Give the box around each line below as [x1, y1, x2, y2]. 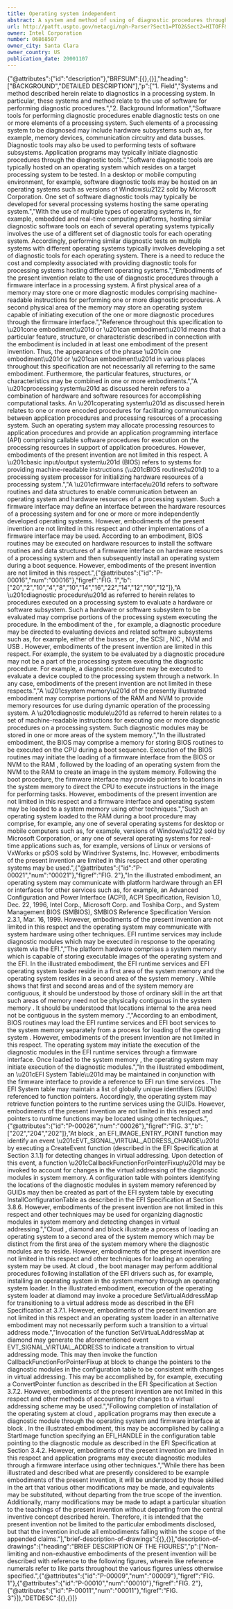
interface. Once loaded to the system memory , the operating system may [7, 1055, 218, 1063]
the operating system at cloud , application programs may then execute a [7, 1409, 216, 1417]
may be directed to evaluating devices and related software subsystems [7, 627, 213, 636]
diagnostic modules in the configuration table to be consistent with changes [7, 1365, 224, 1373]
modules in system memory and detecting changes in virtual [7, 1218, 180, 1226]
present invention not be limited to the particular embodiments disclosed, [7, 1519, 216, 1528]
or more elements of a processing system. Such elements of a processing [7, 119, 218, 127]
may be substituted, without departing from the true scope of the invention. [7, 1490, 223, 1499]
